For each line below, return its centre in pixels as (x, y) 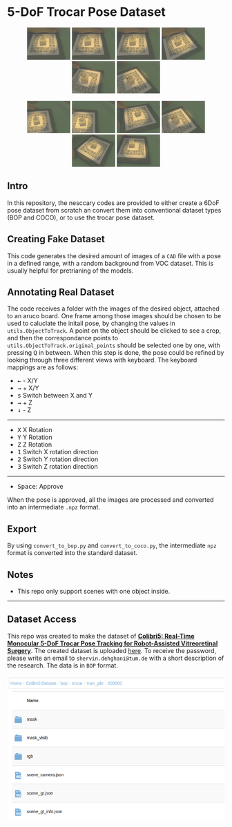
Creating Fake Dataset (56, 239)
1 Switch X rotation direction (58, 452)
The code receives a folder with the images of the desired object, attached (113, 309)
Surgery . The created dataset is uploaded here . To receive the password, (112, 650)
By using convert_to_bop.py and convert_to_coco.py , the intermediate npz (112, 545)
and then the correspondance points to (63, 338)
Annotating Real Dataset (61, 292)
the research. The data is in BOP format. (63, 665)
